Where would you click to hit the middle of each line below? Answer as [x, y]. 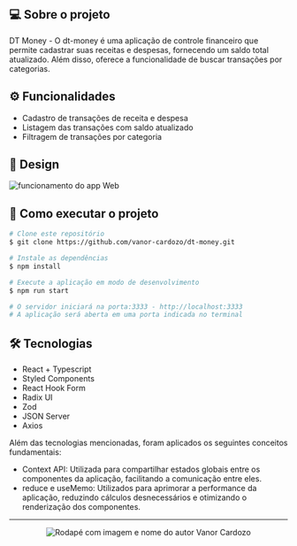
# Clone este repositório [57, 234]
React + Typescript [57, 369]
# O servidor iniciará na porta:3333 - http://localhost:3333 [126, 307]
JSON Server [46, 416]
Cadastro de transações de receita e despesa [105, 118]
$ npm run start [39, 290]
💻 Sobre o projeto [60, 15]
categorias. [30, 68]
